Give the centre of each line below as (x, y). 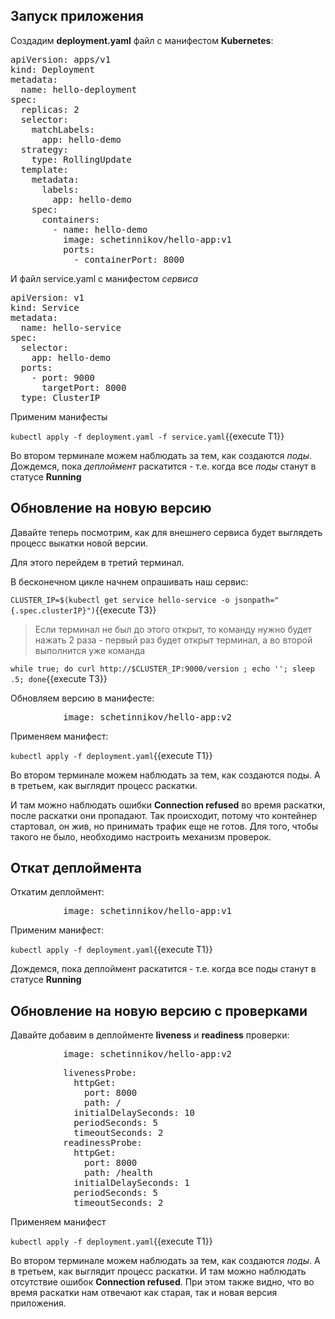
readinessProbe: (103, 1143)
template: (44, 169)
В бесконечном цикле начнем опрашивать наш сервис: (129, 581)
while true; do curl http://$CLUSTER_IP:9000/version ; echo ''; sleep (162, 669)
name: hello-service (71, 327)
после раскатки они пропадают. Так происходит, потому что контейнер (164, 815)
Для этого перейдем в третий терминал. (97, 562)
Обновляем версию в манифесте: (82, 698)
